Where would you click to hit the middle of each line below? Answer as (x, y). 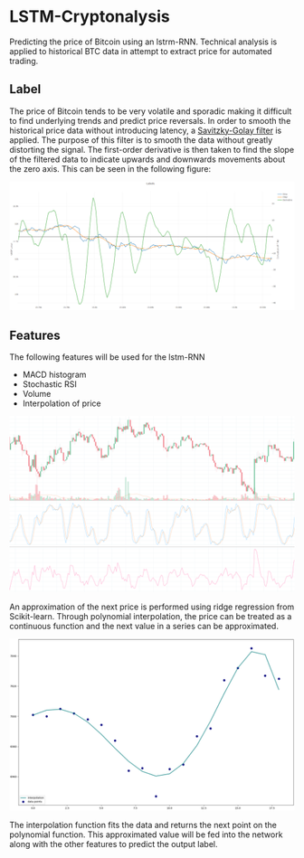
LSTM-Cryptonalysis (90, 17)
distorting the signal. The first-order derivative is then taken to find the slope (152, 149)
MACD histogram (54, 375)
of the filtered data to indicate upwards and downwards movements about (147, 159)
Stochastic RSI (49, 384)
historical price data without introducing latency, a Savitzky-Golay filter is (146, 130)
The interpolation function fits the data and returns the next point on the (143, 825)
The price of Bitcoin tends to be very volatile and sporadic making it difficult (151, 111)
